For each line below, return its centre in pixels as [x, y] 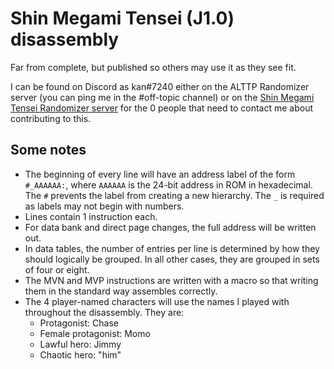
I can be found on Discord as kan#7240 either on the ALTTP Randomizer [160, 86]
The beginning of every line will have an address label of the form [160, 174]
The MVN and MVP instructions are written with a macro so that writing [171, 280]
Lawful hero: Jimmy [80, 344]
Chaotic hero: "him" [80, 354]
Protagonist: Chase [79, 323]
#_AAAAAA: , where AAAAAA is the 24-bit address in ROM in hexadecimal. [168, 184]
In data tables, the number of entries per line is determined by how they [172, 248]
